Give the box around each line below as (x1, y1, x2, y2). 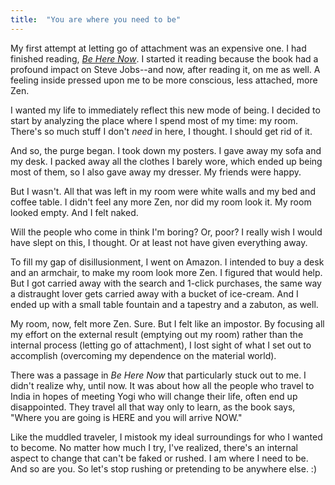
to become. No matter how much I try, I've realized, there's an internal (10, 441, 299, 453)
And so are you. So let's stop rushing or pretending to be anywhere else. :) (10, 462, 318, 475)
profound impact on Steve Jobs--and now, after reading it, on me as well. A (10, 63, 321, 75)
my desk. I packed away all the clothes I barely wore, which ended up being (10, 155, 323, 167)
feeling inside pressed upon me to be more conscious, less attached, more (10, 74, 318, 86)
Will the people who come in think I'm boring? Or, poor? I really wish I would (10, 226, 323, 238)
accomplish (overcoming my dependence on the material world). (10, 349, 277, 361)
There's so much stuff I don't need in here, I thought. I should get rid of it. (10, 125, 313, 137)
